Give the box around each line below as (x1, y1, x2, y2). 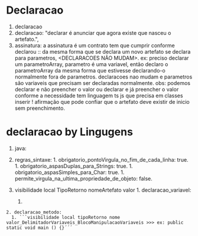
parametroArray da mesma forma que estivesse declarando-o (14, 67, 165, 74)
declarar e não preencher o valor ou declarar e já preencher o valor (14, 86, 179, 93)
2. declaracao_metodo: (6, 209, 62, 215)
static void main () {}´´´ (6, 225, 73, 231)
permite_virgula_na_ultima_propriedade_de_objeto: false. (14, 175, 152, 182)
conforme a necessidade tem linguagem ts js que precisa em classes (14, 92, 183, 99)
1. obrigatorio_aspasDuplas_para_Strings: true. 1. (14, 162, 133, 169)
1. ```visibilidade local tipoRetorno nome (11, 214, 120, 220)
